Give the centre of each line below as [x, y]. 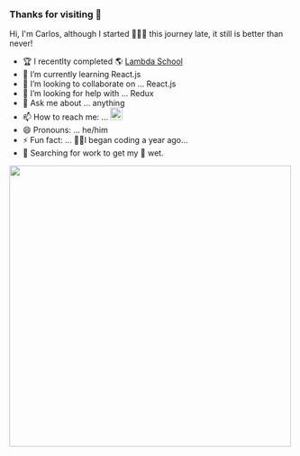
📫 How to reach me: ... [65, 117]
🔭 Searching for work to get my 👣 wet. [93, 153]
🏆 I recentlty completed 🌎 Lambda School [102, 61]
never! [21, 43]
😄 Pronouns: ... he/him [65, 130]
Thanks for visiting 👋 [55, 14]
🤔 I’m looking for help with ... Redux [88, 94]
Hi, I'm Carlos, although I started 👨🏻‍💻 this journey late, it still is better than [146, 34]
